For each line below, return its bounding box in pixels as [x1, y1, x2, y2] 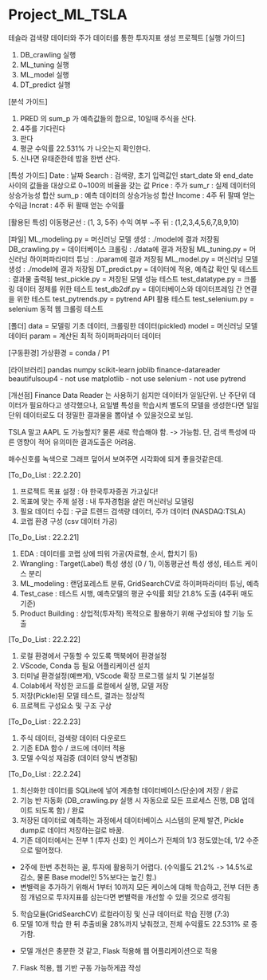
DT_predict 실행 [19, 80, 71, 89]
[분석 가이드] [8, 96, 48, 106]
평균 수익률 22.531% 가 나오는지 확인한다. [19, 144, 151, 153]
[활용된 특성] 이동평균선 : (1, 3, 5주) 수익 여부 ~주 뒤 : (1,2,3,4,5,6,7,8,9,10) [8, 217, 239, 226]
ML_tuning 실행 [19, 60, 69, 69]
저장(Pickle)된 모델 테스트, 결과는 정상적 [19, 691, 145, 700]
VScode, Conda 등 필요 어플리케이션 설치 [19, 660, 151, 671]
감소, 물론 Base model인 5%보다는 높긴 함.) [19, 872, 157, 882]
